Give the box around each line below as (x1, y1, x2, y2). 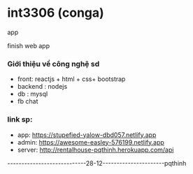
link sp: (7, 115, 33, 124)
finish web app (7, 41, 50, 50)
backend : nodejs (17, 82, 68, 91)
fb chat (17, 97, 38, 106)
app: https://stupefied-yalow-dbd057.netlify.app (17, 131, 157, 139)
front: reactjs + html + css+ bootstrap (17, 75, 126, 83)
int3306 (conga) (7, 5, 105, 21)
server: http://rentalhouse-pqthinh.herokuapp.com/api (17, 145, 174, 154)
